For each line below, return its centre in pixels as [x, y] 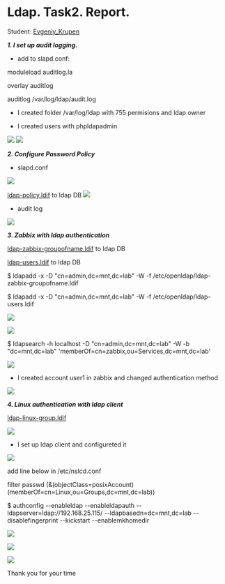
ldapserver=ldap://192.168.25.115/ [55, 513]
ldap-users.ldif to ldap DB [44, 262]
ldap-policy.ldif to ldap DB [45, 195]
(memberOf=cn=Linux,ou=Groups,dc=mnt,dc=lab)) [81, 492]
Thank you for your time [42, 573]
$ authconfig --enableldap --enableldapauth [71, 505]
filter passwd [26, 484]
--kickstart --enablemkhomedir [104, 520]
